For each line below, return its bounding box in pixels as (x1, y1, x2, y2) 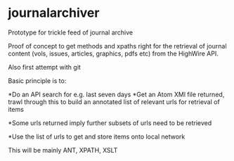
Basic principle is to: (8, 76, 67, 85)
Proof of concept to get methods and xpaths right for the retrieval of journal (8, 41, 227, 50)
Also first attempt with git (8, 63, 82, 71)
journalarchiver (8, 5, 100, 21)
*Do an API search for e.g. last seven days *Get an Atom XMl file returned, (8, 90, 225, 98)
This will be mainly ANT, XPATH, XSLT (8, 146, 118, 154)
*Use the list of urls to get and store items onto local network (8, 132, 186, 141)
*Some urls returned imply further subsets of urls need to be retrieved (8, 118, 212, 127)
